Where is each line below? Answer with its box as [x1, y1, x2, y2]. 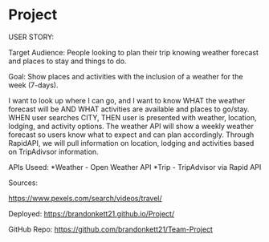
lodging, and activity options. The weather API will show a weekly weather [8, 121, 255, 131]
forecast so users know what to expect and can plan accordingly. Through [8, 130, 255, 139]
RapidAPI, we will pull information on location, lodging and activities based [8, 138, 255, 147]
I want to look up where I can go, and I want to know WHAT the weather [8, 95, 247, 105]
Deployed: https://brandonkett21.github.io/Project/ [8, 208, 175, 218]
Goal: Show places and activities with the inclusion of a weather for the [8, 71, 243, 81]
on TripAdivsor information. [8, 147, 99, 156]
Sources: [8, 178, 39, 188]
